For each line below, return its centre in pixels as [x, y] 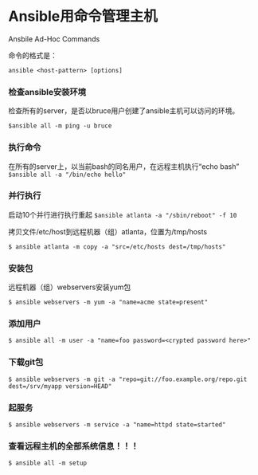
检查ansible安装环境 [47, 92]
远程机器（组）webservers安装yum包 [70, 287]
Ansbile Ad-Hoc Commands [54, 39]
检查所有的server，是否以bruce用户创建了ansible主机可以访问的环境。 [124, 111]
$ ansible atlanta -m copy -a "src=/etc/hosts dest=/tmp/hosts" [117, 247]
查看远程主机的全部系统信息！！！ [74, 446]
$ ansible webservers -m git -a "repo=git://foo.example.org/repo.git [128, 379]
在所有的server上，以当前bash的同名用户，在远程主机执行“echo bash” [124, 166]
